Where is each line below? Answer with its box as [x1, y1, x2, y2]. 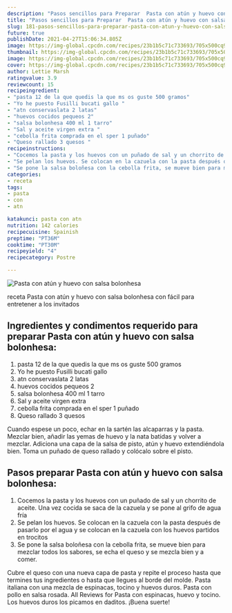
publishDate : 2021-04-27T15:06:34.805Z [7, 36, 122, 43]
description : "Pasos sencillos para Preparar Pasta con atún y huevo [7, 10, 215, 17]
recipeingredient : [7, 87, 60, 94]
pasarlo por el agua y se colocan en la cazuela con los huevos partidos [17, 525, 220, 533]
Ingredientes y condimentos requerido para [7, 320, 198, 332]
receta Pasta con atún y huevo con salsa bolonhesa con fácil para [7, 293, 195, 301]
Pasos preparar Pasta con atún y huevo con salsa [7, 467, 223, 479]
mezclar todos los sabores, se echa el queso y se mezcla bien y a [17, 547, 204, 556]
